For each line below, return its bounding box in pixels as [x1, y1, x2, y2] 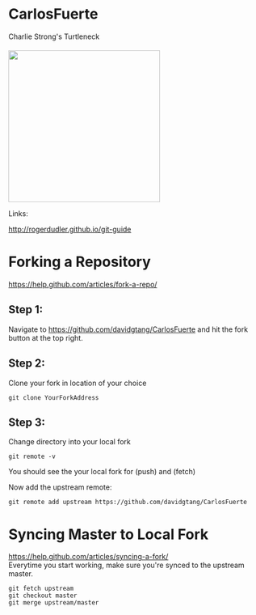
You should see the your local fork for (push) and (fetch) [8, 467, 196, 477]
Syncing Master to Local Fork [8, 525, 209, 543]
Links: [8, 208, 28, 218]
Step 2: [8, 357, 46, 371]
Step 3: [8, 415, 46, 429]
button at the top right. [8, 333, 83, 342]
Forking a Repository [8, 252, 151, 271]
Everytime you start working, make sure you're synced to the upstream [8, 560, 245, 570]
